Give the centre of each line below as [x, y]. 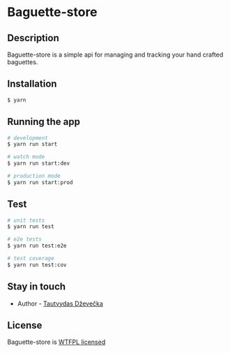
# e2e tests [24, 239]
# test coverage [31, 259]
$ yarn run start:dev [39, 164]
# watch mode [26, 157]
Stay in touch [37, 287]
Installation [32, 84]
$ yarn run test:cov [37, 265]
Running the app [44, 122]
